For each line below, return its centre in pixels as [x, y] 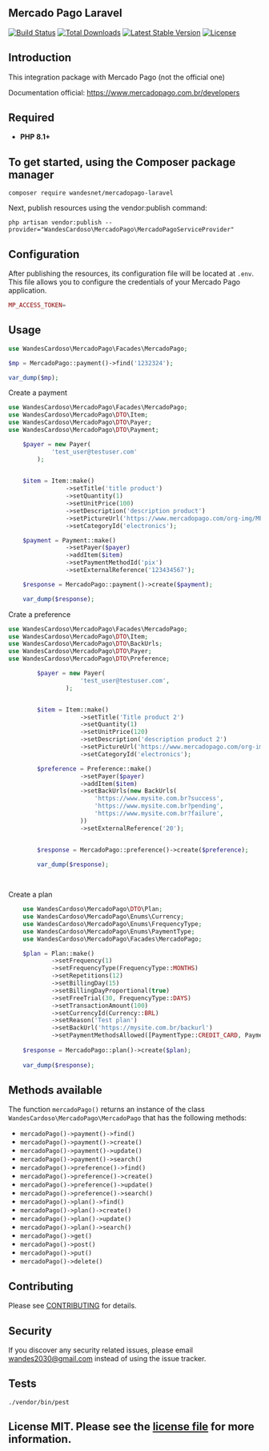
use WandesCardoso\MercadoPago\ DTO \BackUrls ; [85, 644]
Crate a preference [40, 614]
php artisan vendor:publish [55, 223]
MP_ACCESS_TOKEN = [37, 305]
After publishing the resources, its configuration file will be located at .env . [131, 274]
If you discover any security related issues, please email [101, 1350]
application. [28, 291]
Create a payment [38, 393]
